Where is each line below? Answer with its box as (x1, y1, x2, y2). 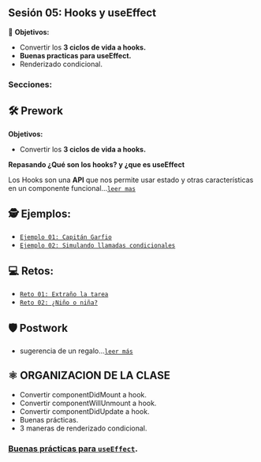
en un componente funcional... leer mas (8, 183, 136, 192)
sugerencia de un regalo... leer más (19, 346, 133, 356)
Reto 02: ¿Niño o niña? (19, 299, 99, 307)
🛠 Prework (8, 104, 63, 117)
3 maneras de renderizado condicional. (19, 423, 147, 433)
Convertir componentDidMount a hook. (19, 389, 147, 399)
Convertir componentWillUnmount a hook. (19, 398, 157, 408)
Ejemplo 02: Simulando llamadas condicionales (19, 242, 176, 250)
